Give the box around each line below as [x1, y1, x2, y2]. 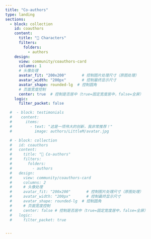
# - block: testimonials [10, 110, 64, 115]
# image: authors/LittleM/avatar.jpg [10, 129, 109, 134]
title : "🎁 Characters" [18, 36, 66, 41]
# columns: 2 [10, 180, 46, 185]
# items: [10, 119, 39, 124]
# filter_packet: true [10, 217, 66, 222]
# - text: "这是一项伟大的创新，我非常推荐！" [10, 124, 113, 129]
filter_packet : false [18, 101, 64, 106]
